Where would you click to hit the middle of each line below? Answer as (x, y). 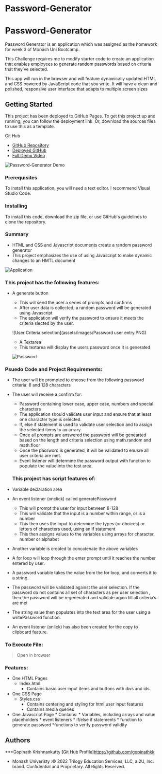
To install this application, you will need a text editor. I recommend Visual (78, 188)
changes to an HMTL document (44, 260)
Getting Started (29, 104)
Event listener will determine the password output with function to (85, 461)
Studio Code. (18, 193)
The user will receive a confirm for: (47, 394)
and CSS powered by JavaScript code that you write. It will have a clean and (81, 84)
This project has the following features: (52, 282)
